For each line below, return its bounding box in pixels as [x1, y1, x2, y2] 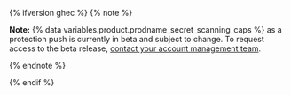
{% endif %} [9, 77, 55, 87]
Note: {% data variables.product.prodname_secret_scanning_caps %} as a [9, 25, 282, 34]
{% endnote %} [9, 61, 67, 70]
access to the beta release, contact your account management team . [9, 43, 262, 54]
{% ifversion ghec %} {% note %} [9, 8, 133, 18]
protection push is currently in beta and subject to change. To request [9, 34, 264, 44]
